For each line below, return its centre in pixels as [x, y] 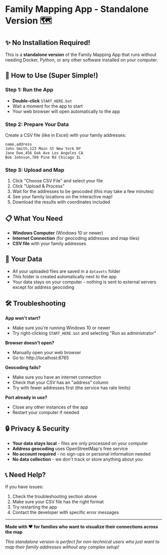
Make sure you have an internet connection [57, 377]
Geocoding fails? [23, 367]
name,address [19, 144]
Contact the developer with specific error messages [66, 513]
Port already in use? [26, 397]
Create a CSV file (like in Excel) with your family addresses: [66, 135]
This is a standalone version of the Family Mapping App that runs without [81, 54]
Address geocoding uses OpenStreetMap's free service [70, 449]
